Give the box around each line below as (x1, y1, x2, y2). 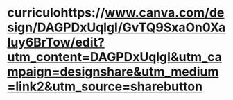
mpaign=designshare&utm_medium (7, 64, 219, 80)
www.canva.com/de (105, 5, 225, 21)
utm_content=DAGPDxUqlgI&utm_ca (7, 49, 223, 65)
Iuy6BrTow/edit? (7, 35, 105, 50)
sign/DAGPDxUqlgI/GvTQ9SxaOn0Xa (7, 19, 226, 35)
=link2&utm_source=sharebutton (7, 78, 203, 94)
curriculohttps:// (7, 5, 105, 21)
